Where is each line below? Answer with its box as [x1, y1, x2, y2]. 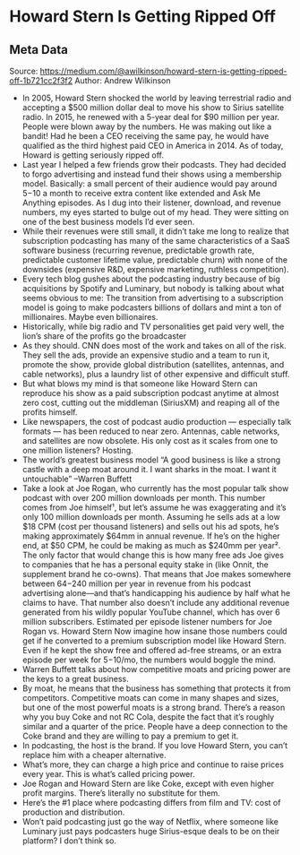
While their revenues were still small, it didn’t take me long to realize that [21, 226, 289, 237]
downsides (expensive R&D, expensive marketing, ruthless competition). [21, 264, 289, 274]
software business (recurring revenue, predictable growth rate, [21, 245, 255, 255]
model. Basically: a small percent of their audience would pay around [21, 178, 278, 189]
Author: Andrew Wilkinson [74, 75, 171, 86]
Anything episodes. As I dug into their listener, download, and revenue [21, 197, 282, 208]
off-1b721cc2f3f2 [9, 75, 73, 86]
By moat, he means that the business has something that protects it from [21, 683, 291, 694]
